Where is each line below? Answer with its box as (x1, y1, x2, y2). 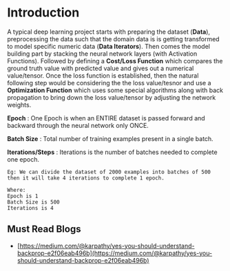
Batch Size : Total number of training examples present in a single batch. (7, 134, 213, 142)
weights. (7, 100, 32, 109)
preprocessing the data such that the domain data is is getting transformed (7, 34, 220, 43)
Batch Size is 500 (7, 198, 60, 206)
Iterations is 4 (7, 204, 54, 211)
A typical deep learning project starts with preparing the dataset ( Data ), (7, 28, 211, 36)
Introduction (7, 5, 80, 21)
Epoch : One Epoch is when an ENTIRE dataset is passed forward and (7, 113, 205, 122)
